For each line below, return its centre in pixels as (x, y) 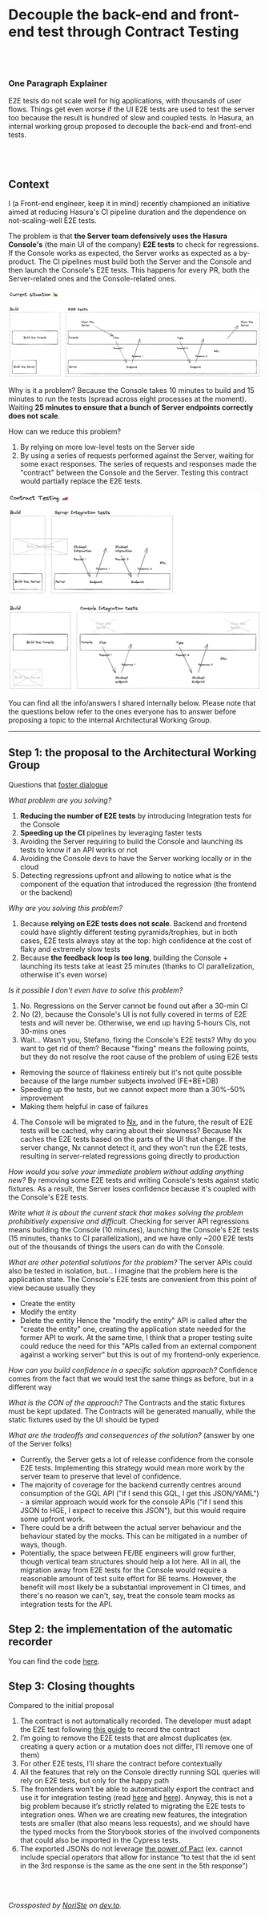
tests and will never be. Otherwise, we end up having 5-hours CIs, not (135, 1022)
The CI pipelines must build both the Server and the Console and (145, 261)
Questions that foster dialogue (58, 784)
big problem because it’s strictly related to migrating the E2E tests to (132, 1807)
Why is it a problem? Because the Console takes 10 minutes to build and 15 (131, 390)
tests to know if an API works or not (78, 850)
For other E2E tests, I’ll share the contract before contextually (121, 1764)
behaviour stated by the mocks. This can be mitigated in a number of (134, 1536)
